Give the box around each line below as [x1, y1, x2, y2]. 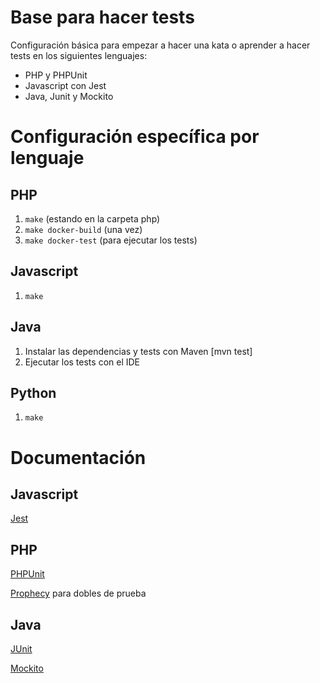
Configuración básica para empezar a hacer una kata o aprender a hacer [10, 39, 311, 51]
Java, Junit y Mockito [24, 90, 114, 102]
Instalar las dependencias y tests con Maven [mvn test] [24, 345, 253, 357]
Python [10, 384, 57, 401]
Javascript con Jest [24, 79, 107, 91]
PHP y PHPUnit [24, 69, 88, 81]
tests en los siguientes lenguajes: [10, 49, 148, 61]
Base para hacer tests [10, 6, 195, 29]
